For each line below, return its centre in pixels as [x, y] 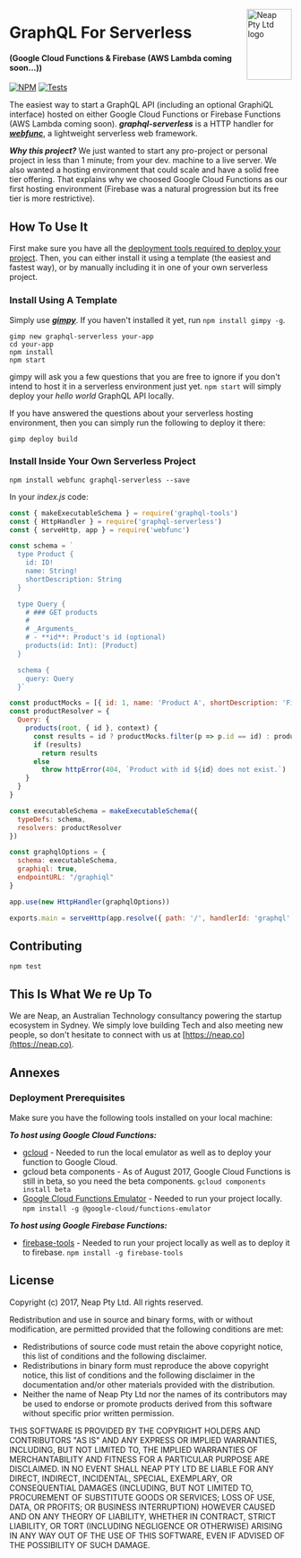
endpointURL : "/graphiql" [66, 878]
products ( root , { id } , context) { [92, 728]
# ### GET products [62, 612]
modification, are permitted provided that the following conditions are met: [146, 1329]
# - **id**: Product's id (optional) [96, 637]
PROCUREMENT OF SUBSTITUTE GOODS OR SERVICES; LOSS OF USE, [142, 1497]
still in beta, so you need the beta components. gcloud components [144, 1181]
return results [70, 753]
